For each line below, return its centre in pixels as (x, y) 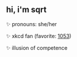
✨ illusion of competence (37, 47)
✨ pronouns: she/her (32, 24)
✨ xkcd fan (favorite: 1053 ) (39, 36)
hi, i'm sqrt (26, 10)
